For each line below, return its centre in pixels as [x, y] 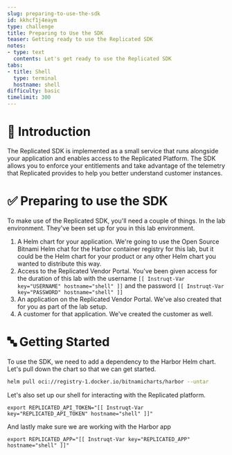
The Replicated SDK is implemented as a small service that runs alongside [113, 151]
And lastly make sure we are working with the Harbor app [89, 427]
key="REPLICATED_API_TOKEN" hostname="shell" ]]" [80, 413]
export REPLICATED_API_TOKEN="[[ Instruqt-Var [75, 407]
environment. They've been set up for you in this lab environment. [101, 228]
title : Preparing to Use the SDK [55, 33]
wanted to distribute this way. [59, 264]
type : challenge [30, 26]
